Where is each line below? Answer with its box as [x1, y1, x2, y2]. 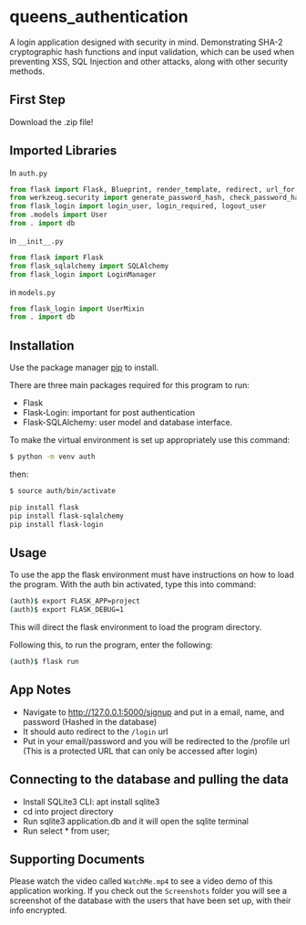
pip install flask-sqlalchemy [9, 511, 125, 520]
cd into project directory [22, 805, 114, 816]
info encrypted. [9, 905, 67, 916]
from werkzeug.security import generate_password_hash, [9, 194, 226, 203]
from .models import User [9, 210, 107, 220]
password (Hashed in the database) [22, 716, 158, 727]
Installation [9, 338, 75, 353]
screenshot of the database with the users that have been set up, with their [9, 895, 291, 906]
